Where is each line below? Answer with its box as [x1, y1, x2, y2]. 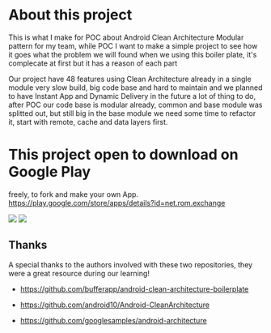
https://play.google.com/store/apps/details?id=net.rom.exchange [8, 198, 226, 207]
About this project [8, 6, 133, 24]
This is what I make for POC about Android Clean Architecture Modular [8, 32, 244, 42]
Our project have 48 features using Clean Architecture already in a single [8, 74, 252, 83]
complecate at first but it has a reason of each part [8, 58, 178, 68]
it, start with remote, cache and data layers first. [8, 117, 168, 126]
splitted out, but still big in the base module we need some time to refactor [8, 108, 256, 118]
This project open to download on [8, 146, 239, 164]
